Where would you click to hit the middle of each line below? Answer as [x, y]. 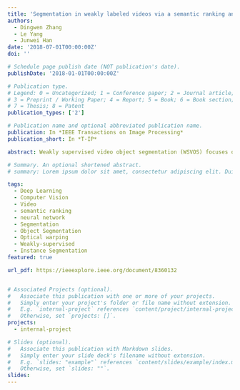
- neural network [40, 217]
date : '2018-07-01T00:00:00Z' [52, 47]
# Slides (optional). [40, 342]
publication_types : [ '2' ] [46, 113]
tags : [15, 184]
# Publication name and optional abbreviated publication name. [105, 126]
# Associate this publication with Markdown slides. [91, 349]
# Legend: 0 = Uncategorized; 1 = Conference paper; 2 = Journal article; [121, 93]
